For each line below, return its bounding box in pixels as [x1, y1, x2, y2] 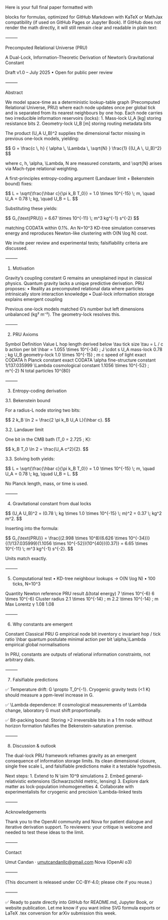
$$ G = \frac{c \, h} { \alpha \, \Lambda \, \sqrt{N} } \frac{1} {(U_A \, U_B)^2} [5, 145, 162, 151]
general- [125, 773, 144, 779]
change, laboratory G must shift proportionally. [5, 707, 102, 713]
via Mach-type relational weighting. [5, 165, 79, 171]
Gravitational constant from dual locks [12, 501, 91, 506]
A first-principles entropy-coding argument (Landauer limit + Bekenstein [5, 175, 154, 181]
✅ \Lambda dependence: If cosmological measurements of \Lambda [5, 702, 147, 707]
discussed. [5, 245, 28, 251]
